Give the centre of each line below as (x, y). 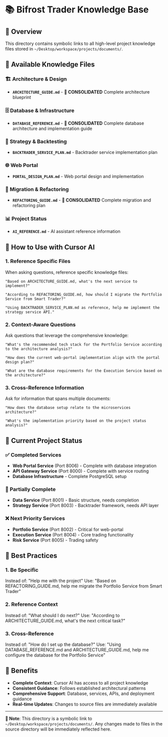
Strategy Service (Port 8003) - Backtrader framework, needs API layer (85, 505)
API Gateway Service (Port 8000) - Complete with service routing (80, 471)
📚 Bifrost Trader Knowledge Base (77, 10)
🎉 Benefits (22, 671)
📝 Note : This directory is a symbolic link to (49, 718)
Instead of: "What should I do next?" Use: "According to (62, 615)
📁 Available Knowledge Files (50, 65)
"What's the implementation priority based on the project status (76, 421)
